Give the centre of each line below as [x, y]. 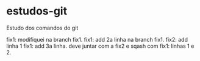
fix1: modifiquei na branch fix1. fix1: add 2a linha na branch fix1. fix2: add [97, 39]
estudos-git [37, 11]
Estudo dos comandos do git [42, 28]
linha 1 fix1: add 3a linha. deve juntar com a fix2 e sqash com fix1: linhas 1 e [100, 46]
